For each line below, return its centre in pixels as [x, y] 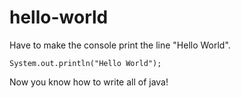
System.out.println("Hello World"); [85, 63]
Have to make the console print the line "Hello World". [120, 45]
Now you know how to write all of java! [89, 82]
